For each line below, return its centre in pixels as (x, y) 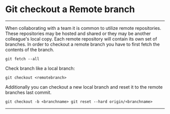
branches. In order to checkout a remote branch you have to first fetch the (83, 44)
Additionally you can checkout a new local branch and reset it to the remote (84, 87)
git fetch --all (22, 59)
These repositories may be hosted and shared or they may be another (78, 33)
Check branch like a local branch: (40, 68)
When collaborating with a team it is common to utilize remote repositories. (83, 28)
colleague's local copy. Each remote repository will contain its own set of (81, 39)
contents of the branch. (30, 50)
